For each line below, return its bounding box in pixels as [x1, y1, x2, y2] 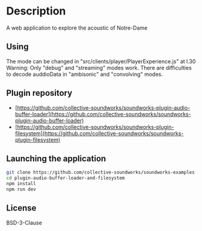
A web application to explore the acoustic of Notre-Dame [6, 24, 148, 31]
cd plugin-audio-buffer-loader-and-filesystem [6, 175, 125, 182]
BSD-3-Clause [6, 219, 42, 226]
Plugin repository [6, 88, 73, 98]
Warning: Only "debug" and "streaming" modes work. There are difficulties [6, 64, 192, 71]
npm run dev [6, 186, 36, 192]
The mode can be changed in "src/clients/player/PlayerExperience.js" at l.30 [6, 57, 196, 65]
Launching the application [6, 153, 106, 163]
